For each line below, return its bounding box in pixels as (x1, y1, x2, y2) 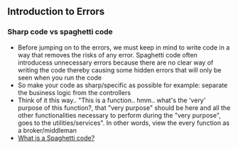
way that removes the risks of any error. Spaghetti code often (17, 50, 198, 59)
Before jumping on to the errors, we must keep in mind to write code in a (17, 43, 230, 52)
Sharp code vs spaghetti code (7, 27, 114, 37)
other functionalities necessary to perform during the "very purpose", (17, 111, 222, 119)
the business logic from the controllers (17, 88, 131, 96)
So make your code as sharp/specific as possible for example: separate (17, 81, 228, 89)
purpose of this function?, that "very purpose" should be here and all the (17, 103, 231, 112)
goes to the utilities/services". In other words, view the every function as (17, 118, 229, 127)
